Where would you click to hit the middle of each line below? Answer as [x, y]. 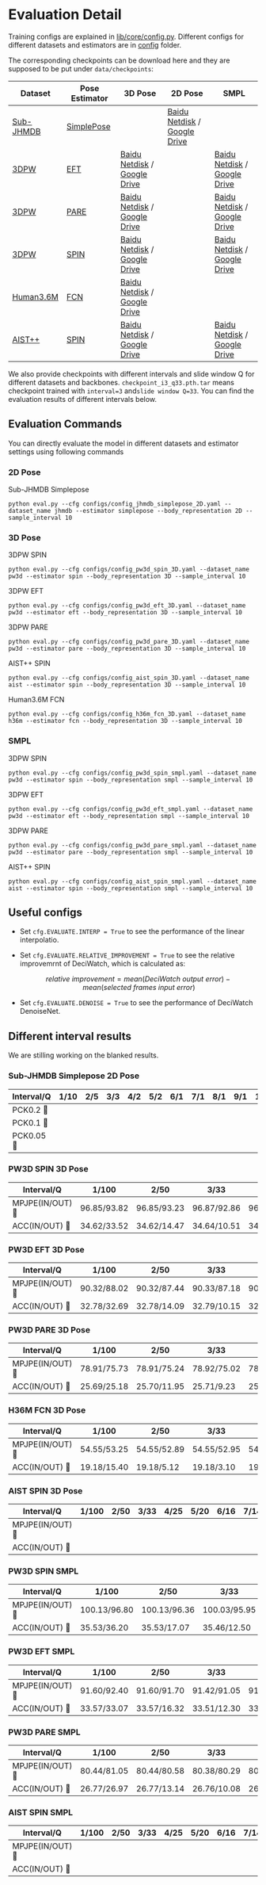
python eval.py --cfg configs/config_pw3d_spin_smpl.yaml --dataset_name [133, 773]
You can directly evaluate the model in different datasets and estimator [123, 443]
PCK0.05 [29, 1135]
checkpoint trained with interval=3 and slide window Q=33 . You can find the [131, 391]
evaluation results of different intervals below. [82, 399]
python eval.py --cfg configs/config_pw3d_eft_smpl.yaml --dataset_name [131, 809]
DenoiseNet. [40, 1011]
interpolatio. [39, 940]
